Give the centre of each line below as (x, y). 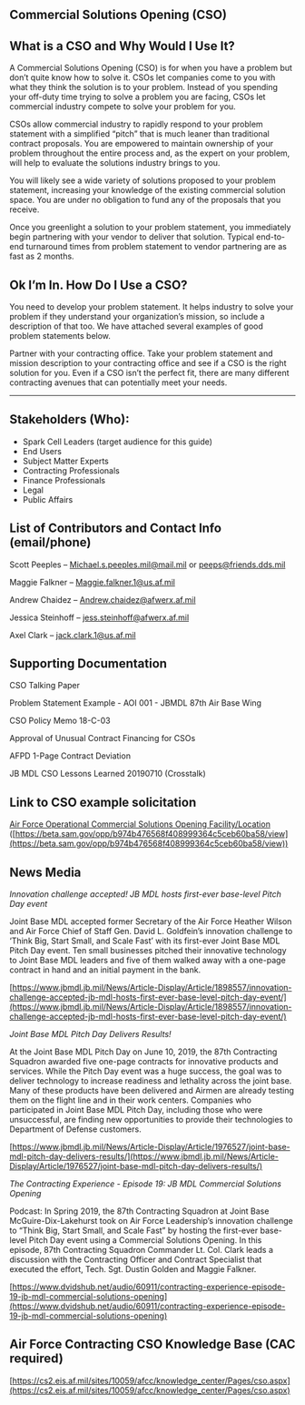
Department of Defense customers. (76, 1129)
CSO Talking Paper (44, 686)
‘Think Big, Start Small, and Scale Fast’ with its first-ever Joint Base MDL (145, 941)
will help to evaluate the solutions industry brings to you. (115, 163)
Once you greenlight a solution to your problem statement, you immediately (150, 228)
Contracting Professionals (71, 470)
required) (36, 1359)
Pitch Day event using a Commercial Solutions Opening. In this (145, 1240)
